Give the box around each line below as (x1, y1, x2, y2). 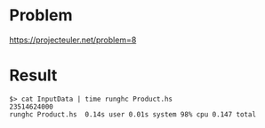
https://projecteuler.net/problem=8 (9, 34, 137, 45)
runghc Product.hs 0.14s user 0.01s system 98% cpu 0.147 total (9, 109, 256, 119)
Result (9, 65, 58, 86)
